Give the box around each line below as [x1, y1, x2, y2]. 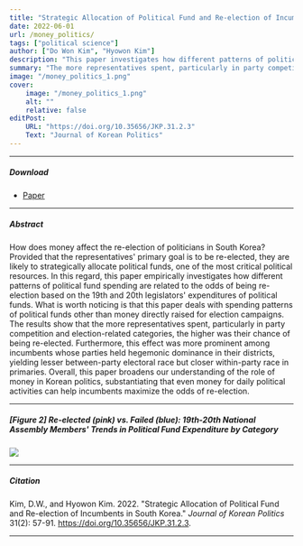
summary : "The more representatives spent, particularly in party [9, 64, 264, 73]
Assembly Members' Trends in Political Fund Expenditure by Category [9, 424, 279, 435]
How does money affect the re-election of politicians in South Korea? [9, 241, 266, 253]
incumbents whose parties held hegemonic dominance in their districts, [9, 347, 275, 357]
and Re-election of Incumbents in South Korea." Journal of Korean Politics [9, 507, 285, 519]
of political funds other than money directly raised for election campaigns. [9, 309, 285, 319]
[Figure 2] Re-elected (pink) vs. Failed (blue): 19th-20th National [9, 414, 256, 425]
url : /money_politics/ [9, 30, 95, 39]
